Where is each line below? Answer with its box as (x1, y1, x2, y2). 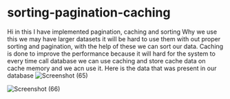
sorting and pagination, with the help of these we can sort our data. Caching (7, 42, 224, 50)
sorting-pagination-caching (7, 5, 171, 21)
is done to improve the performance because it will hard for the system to (7, 49, 216, 58)
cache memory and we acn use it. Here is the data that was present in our (7, 64, 217, 72)
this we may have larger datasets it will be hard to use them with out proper (7, 34, 221, 43)
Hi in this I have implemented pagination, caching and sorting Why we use (7, 27, 218, 36)
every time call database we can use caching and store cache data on (7, 56, 206, 65)
